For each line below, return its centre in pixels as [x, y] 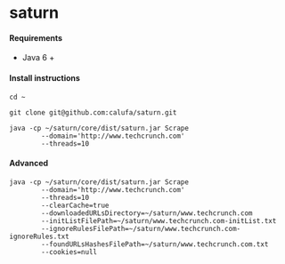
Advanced [29, 164]
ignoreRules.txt [39, 236]
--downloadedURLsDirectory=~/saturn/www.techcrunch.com [147, 213]
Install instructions [45, 77]
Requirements [36, 37]
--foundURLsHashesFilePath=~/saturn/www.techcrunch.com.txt [155, 244]
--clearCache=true [75, 205]
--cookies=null [69, 252]
